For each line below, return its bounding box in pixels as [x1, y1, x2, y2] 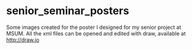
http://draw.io [6, 36, 40, 43]
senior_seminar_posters [6, 4, 130, 18]
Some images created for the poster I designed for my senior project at [6, 24, 181, 31]
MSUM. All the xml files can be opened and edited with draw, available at [6, 30, 186, 37]
